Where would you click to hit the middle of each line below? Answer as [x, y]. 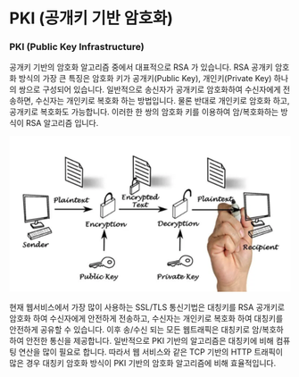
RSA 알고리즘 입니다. [62, 123]
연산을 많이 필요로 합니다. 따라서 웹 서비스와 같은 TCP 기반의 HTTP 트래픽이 [151, 352]
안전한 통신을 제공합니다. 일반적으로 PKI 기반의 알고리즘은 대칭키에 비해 [149, 341]
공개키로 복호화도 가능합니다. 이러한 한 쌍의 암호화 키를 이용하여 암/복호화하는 [144, 112]
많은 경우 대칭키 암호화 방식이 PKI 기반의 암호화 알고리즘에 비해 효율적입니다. [143, 364]
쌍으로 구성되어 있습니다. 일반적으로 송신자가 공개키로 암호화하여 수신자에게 [149, 89]
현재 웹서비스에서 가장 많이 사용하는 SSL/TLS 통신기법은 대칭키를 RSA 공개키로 [147, 307]
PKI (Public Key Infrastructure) [77, 47]
